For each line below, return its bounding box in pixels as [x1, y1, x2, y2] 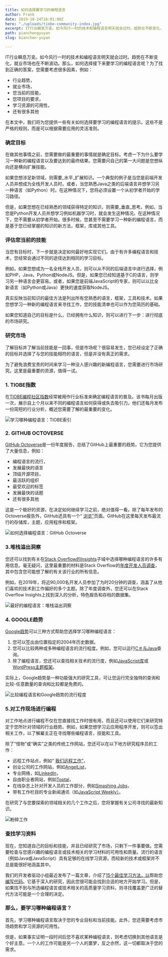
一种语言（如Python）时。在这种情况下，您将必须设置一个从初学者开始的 [5, 187, 156, 193]
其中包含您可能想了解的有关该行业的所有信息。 [5, 568, 101, 574]
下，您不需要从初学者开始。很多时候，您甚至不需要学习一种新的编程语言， [5, 216, 158, 223]
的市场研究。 [5, 318, 31, 325]
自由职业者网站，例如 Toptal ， [12, 777, 74, 783]
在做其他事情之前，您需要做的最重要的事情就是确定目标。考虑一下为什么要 [5, 151, 158, 158]
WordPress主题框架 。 [12, 664, 57, 670]
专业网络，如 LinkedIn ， [12, 770, 61, 776]
